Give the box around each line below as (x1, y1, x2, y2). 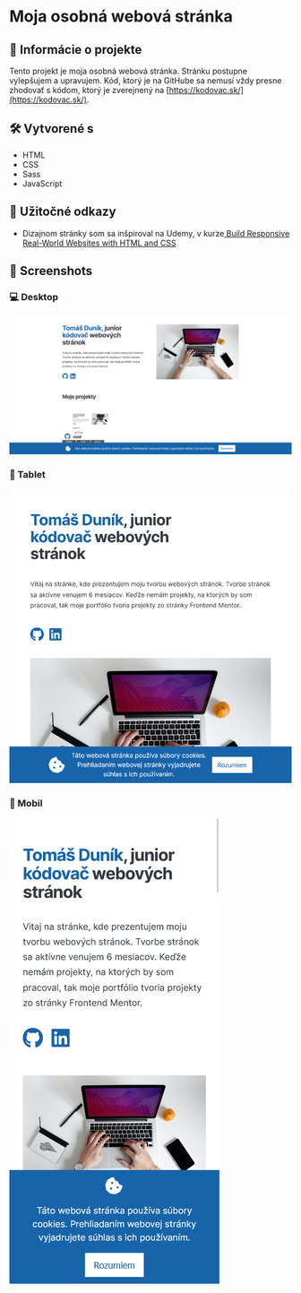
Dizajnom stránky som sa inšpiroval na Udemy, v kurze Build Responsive (21, 228, 290, 238)
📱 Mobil (9, 797, 43, 810)
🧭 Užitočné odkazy (9, 204, 116, 220)
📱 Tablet (9, 468, 47, 480)
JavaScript (21, 177, 63, 189)
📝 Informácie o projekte (9, 42, 142, 57)
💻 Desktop (9, 290, 59, 303)
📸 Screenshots (9, 263, 93, 279)
